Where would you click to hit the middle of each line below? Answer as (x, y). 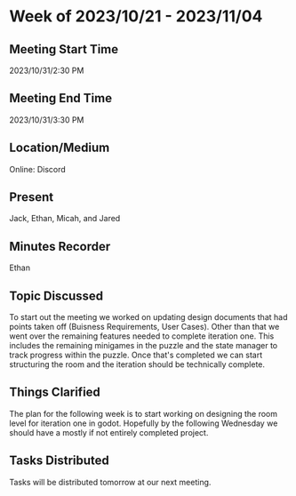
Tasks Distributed (59, 461)
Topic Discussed (56, 296)
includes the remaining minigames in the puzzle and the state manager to (144, 346)
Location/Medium (60, 148)
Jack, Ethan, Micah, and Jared (65, 219)
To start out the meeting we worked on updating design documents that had (148, 317)
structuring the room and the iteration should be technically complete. (137, 364)
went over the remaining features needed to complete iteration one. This (142, 336)
